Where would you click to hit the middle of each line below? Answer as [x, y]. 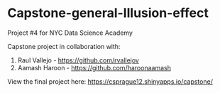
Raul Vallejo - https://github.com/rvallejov [78, 60]
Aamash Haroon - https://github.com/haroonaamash [94, 67]
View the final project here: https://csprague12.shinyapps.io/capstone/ [110, 81]
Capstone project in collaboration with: [64, 46]
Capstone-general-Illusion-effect [108, 13]
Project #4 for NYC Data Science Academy [70, 33]
